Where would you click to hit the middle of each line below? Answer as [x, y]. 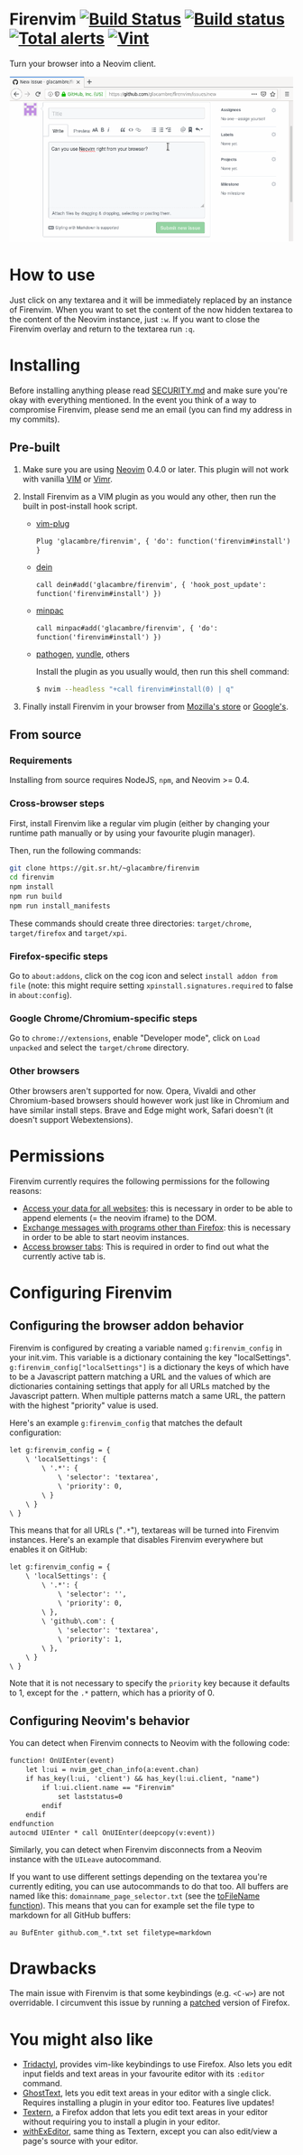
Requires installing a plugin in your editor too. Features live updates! [148, 2103]
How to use [52, 275]
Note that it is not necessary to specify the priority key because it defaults [150, 1683]
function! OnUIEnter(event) [62, 1760]
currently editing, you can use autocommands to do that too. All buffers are [149, 1886]
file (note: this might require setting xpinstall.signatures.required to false [151, 985]
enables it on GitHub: [48, 1549]
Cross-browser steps [57, 804]
